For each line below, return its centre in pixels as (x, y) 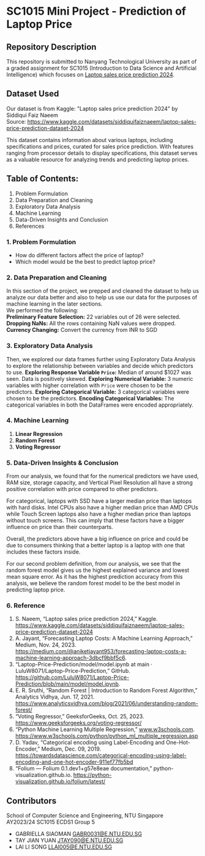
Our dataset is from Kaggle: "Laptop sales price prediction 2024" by (92, 108)
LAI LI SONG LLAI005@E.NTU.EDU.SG (63, 847)
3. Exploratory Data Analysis (50, 346)
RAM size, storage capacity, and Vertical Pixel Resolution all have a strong (99, 482)
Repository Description (51, 47)
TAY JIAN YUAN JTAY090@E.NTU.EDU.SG (69, 841)
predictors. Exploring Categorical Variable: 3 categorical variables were (98, 392)
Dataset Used (33, 94)
